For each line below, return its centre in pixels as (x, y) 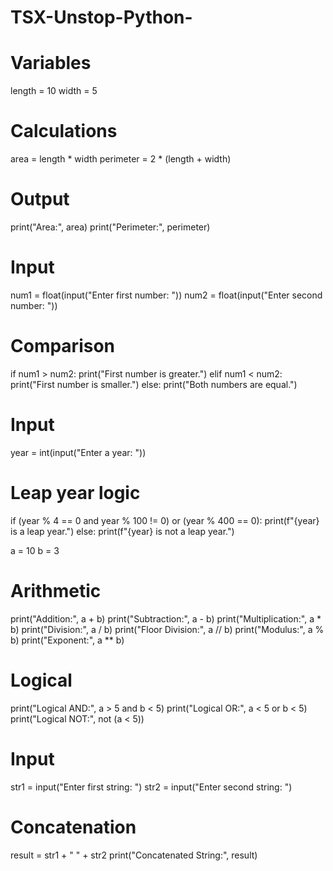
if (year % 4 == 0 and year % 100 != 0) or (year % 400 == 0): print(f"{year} (165, 520)
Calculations (64, 131)
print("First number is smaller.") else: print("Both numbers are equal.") (154, 384)
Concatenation (73, 827)
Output (40, 199)
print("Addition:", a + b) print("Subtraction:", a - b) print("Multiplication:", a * (166, 618)
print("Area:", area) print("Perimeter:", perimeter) (110, 227)
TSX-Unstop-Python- (101, 17)
